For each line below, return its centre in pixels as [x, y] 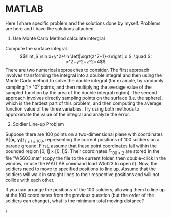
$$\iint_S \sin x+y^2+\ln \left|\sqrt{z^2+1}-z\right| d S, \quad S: [86, 56]
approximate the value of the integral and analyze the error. [68, 114]
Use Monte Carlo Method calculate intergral [59, 38]
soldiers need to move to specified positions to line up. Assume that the [81, 169]
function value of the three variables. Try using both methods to [72, 108]
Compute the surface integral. [37, 48]
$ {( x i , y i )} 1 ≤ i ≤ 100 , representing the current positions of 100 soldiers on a [82, 140]
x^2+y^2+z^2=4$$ [86, 61]
